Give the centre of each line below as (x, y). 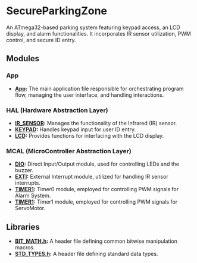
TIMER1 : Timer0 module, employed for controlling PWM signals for (97, 189)
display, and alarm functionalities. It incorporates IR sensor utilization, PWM (99, 33)
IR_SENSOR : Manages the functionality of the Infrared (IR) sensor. (96, 123)
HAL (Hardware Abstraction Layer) (57, 110)
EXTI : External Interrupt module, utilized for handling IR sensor (91, 177)
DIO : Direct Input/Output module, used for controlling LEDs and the (97, 164)
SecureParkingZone (57, 11)
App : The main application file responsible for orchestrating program (99, 88)
